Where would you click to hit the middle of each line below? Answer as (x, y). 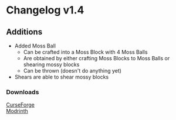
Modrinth (17, 111)
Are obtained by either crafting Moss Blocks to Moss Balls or (97, 58)
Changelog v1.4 (45, 10)
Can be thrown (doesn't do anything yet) (72, 71)
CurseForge (21, 105)
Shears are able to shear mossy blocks (62, 77)
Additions (24, 32)
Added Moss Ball (35, 46)
